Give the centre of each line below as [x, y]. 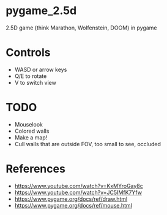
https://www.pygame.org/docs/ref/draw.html [71, 199]
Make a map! [31, 137]
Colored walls [32, 131]
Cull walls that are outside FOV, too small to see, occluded [88, 144]
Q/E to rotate [31, 76]
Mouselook [29, 124]
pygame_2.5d [41, 11]
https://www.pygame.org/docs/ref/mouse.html [73, 205]
